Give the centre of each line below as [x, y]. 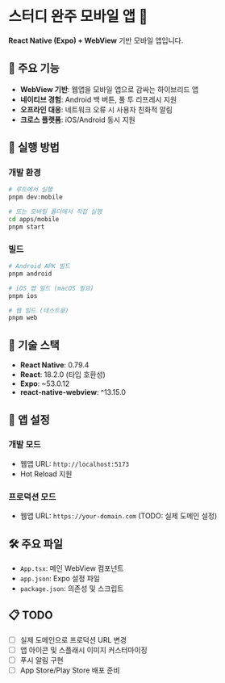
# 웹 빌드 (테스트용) [39, 310]
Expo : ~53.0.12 [45, 383]
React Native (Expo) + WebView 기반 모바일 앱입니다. [96, 40]
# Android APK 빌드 [40, 266]
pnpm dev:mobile [35, 197]
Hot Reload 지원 [46, 474]
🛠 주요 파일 [35, 544]
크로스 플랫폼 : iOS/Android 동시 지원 [77, 119]
